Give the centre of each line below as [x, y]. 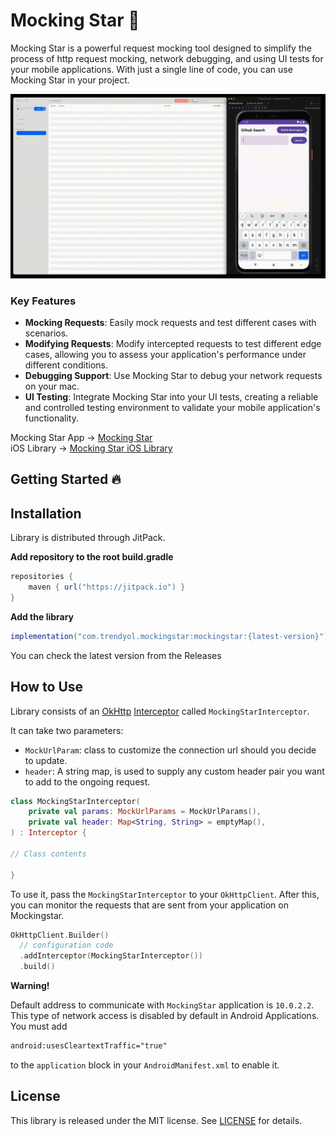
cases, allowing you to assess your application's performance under [165, 355]
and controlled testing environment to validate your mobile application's [172, 408]
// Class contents [48, 854]
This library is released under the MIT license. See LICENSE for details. [156, 1120]
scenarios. [46, 333]
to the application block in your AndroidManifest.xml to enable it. [145, 1065]
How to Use [47, 687]
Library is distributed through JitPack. [88, 538]
